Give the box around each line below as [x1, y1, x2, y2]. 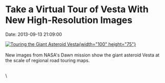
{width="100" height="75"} [78, 41, 136, 47]
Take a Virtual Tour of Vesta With [5, 4, 149, 15]
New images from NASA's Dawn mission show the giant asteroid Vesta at [5, 52, 160, 58]
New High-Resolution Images [5, 14, 133, 26]
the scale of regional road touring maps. [5, 57, 90, 63]
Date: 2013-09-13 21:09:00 [5, 31, 63, 37]
